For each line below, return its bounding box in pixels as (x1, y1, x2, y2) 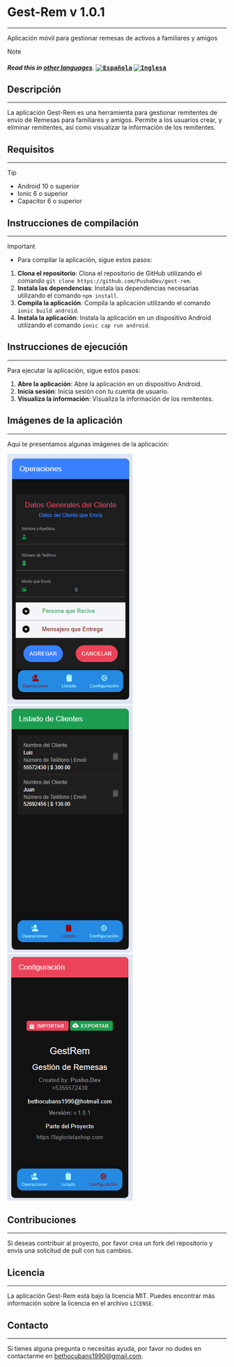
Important (7, 242, 36, 250)
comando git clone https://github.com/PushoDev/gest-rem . (17, 276, 192, 284)
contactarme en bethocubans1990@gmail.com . (7, 1352, 144, 1360)
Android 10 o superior (17, 182, 80, 190)
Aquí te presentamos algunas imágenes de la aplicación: (7, 440, 169, 448)
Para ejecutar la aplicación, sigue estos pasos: (7, 366, 141, 374)
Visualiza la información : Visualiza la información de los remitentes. (17, 395, 214, 403)
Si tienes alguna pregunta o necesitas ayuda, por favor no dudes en (7, 1345, 202, 1353)
